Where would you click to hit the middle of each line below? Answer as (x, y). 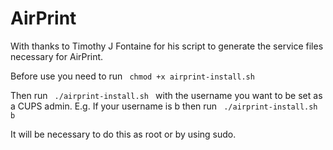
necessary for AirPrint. (57, 56)
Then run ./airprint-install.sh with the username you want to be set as (166, 95)
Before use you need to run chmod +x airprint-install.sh (132, 76)
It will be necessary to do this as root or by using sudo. (123, 134)
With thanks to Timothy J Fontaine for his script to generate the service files (167, 46)
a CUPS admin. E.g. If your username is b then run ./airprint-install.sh (164, 106)
